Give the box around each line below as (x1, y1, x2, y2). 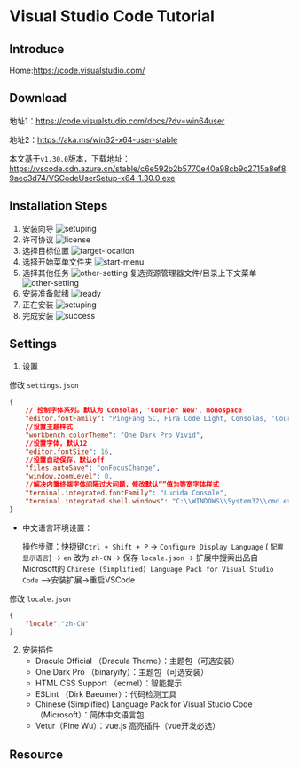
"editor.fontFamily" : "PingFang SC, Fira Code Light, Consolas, (25, 415, 268, 424)
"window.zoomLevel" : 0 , (25, 472, 114, 481)
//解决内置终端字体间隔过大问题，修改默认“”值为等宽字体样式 (25, 480, 220, 489)
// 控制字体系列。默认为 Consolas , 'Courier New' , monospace (25, 406, 242, 415)
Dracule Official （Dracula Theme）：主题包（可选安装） (35, 655, 239, 667)
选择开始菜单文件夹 (21, 256, 93, 267)
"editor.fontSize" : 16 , (25, 447, 114, 456)
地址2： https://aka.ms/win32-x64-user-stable (9, 134, 178, 145)
